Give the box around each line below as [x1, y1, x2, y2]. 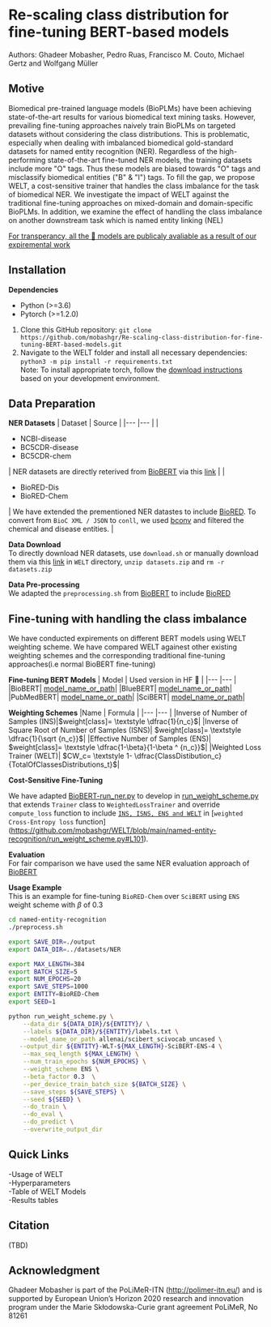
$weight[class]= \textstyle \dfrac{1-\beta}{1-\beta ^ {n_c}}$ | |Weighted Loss [8, 743, 261, 752]
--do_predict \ [23, 1118, 74, 1126]
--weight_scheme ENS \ [23, 1065, 100, 1073]
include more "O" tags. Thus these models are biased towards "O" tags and [8, 164, 261, 173]
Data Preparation [8, 396, 95, 410]
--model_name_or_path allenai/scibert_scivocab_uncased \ [23, 1035, 222, 1043]
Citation [8, 1218, 50, 1233]
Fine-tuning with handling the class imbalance [8, 612, 248, 626]
